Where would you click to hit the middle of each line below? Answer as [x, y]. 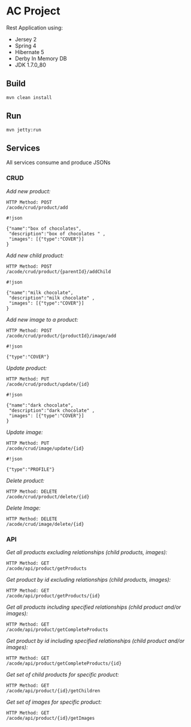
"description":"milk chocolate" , [52, 298]
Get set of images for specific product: [54, 702]
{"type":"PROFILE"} [31, 469]
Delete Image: [23, 508]
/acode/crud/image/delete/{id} [45, 524]
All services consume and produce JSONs [58, 163]
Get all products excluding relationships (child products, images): [87, 552]
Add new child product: [35, 255]
